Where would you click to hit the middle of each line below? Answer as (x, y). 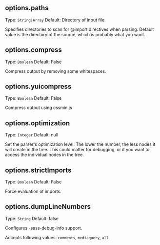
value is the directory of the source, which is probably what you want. (75, 34)
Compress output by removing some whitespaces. (56, 71)
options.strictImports (38, 170)
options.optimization (38, 123)
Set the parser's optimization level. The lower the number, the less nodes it (80, 144)
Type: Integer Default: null (32, 135)
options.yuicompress (38, 87)
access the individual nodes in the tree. (44, 155)
